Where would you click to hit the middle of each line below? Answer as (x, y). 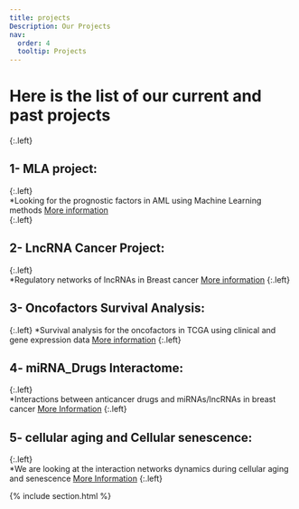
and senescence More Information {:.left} (86, 479)
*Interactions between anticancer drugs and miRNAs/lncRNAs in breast (143, 399)
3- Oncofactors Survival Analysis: (107, 308)
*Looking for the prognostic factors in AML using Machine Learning (135, 200)
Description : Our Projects (60, 26)
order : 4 (34, 43)
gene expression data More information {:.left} (96, 340)
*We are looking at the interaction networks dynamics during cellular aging (149, 469)
